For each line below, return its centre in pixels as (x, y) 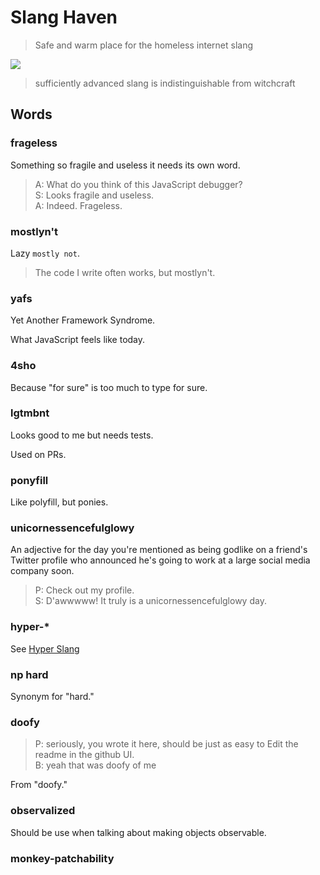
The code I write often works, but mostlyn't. (125, 272)
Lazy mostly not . (45, 253)
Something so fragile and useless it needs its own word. (125, 165)
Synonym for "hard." (52, 696)
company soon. (42, 571)
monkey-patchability (62, 858)
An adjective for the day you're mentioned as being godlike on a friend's (159, 550)
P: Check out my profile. (84, 590)
